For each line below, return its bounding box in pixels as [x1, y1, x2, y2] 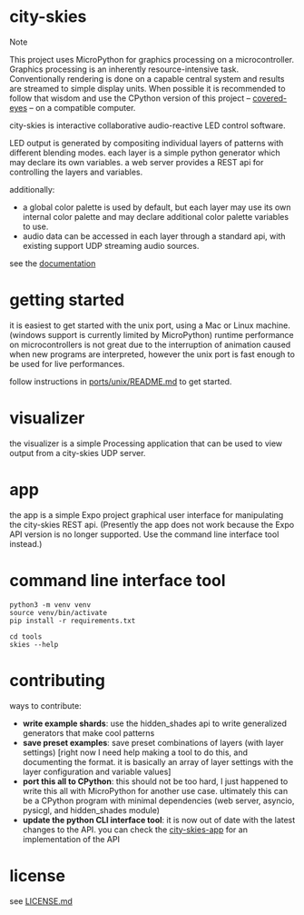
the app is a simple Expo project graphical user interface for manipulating [9, 509, 284, 520]
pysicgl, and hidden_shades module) [22, 804, 161, 815]
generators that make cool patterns [22, 727, 155, 738]
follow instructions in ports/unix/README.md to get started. [9, 375, 232, 387]
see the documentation [9, 257, 96, 269]
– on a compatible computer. [28, 102, 136, 113]
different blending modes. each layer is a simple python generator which [9, 147, 281, 158]
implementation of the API [22, 833, 121, 844]
